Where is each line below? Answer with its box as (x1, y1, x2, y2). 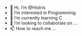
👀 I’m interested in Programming (9, 10, 76, 16)
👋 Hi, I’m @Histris (9, 5, 46, 10)
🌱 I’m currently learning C (9, 15, 63, 20)
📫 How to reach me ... (9, 26, 56, 31)
